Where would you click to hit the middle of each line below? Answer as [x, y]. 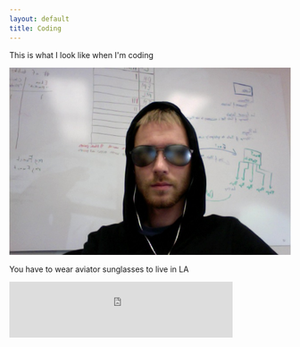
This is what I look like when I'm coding [82, 55]
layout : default [39, 19]
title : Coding [36, 28]
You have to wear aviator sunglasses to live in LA [99, 269]
